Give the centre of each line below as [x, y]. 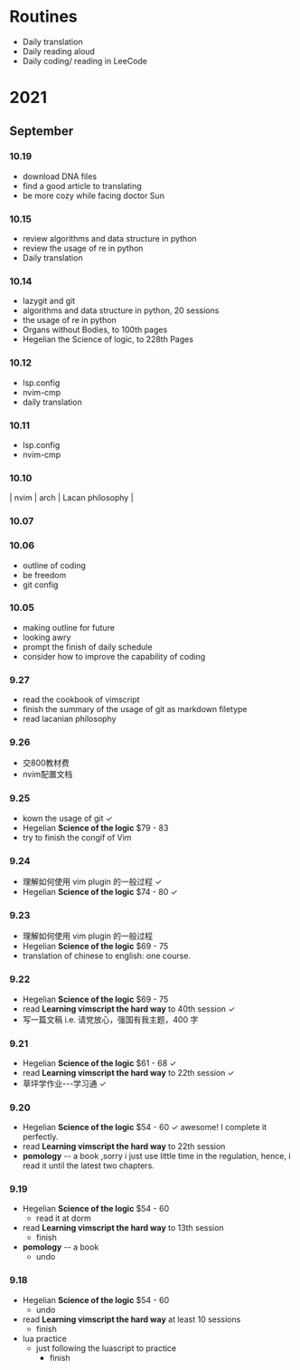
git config [40, 585]
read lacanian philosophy [69, 719]
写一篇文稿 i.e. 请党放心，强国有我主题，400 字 [110, 1019]
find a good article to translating [82, 186]
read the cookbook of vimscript [81, 699]
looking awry [47, 637]
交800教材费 [46, 763]
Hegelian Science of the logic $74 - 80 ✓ [100, 892]
